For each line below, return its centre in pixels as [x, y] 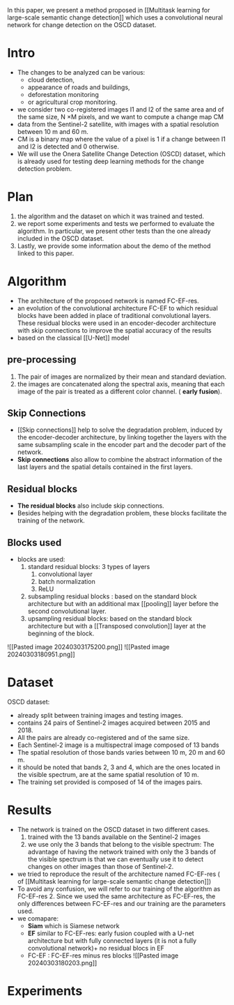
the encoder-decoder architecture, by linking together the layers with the [122, 437]
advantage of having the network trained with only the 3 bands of [122, 852]
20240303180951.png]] [41, 654]
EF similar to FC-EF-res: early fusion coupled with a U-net [111, 933]
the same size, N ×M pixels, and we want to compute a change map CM [120, 116]
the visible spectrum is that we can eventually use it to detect [116, 859]
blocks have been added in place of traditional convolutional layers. [114, 315]
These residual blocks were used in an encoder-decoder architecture [117, 323]
